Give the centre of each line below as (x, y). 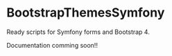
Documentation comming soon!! (52, 45)
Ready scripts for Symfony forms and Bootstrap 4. (78, 32)
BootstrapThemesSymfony (86, 13)
